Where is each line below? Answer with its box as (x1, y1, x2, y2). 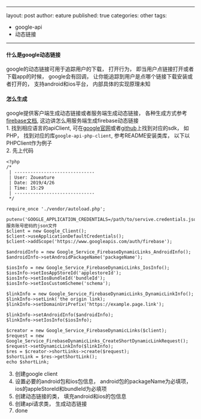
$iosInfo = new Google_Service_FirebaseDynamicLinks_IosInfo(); (6, 265, 170, 271)
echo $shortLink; (6, 359, 50, 365)
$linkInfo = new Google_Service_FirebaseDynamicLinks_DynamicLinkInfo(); (6, 291, 194, 297)
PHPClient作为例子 (6, 139, 53, 147)
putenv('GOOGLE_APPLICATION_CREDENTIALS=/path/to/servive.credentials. (6, 217, 188, 223)
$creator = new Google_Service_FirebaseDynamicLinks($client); (6, 327, 167, 334)
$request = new (6, 333, 44, 339)
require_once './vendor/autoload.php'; (6, 206, 106, 212)
